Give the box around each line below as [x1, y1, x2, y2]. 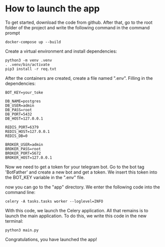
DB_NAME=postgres [5, 99, 41, 104]
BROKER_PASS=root [5, 146, 41, 151]
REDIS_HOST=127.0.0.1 [5, 129, 50, 134]
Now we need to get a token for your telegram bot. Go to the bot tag [5, 164, 145, 170]
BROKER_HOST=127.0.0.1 [5, 155, 52, 160]
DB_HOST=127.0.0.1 [5, 116, 43, 121]
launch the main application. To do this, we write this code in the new [5, 213, 147, 219]
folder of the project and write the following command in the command [5, 24, 150, 30]
